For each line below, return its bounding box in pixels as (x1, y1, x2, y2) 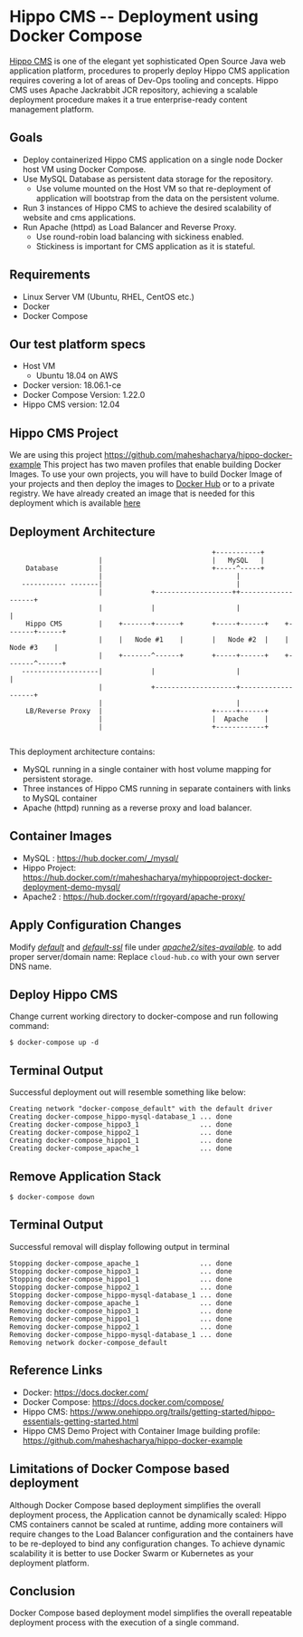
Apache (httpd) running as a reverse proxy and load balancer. (22, 802, 252, 813)
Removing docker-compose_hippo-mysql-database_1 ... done (9, 1330, 232, 1339)
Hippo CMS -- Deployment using (9, 6, 260, 27)
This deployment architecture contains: (9, 746, 156, 757)
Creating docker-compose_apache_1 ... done (9, 1144, 232, 1153)
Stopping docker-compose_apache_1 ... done (9, 1258, 232, 1268)
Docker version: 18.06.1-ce (22, 380, 122, 391)
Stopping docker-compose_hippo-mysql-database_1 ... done (9, 1290, 232, 1300)
